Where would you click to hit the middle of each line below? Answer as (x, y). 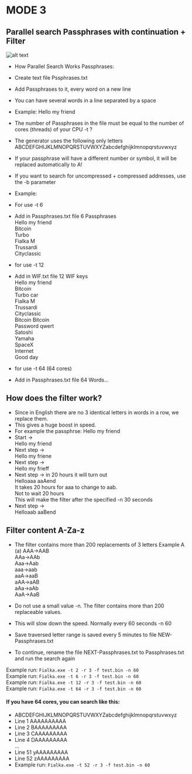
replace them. (31, 418)
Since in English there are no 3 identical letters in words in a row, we (97, 412)
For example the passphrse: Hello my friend (67, 431)
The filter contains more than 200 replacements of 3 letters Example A (100, 544)
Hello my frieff (32, 468)
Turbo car (26, 295)
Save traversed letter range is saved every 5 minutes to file (85, 635)
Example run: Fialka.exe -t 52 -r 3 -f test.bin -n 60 (82, 765)
